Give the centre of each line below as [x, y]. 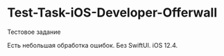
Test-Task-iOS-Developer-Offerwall [112, 13]
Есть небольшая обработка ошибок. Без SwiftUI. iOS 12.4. [93, 45]
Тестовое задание [34, 32]
